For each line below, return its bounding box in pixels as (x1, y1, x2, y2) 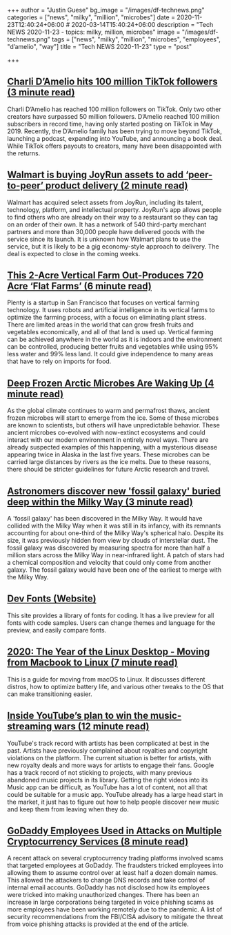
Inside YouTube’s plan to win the (7, 710, 149, 722)
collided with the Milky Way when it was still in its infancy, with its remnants (7, 521, 221, 530)
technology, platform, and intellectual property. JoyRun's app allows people (7, 205, 222, 213)
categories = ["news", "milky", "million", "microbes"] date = (7, 13, 176, 21)
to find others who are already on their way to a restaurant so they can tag (7, 213, 219, 221)
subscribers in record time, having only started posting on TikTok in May (7, 119, 213, 128)
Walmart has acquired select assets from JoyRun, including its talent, (7, 198, 203, 206)
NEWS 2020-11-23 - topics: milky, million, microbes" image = (7, 28, 181, 36)
